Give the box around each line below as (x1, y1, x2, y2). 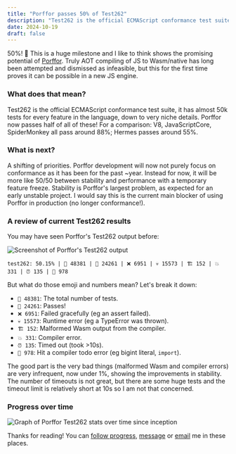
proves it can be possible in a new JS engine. (7, 72, 138, 80)
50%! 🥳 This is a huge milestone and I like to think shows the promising (7, 49, 213, 58)
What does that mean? (7, 89, 86, 99)
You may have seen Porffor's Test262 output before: (7, 232, 159, 241)
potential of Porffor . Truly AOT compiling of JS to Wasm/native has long (7, 57, 214, 65)
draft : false (7, 30, 46, 37)
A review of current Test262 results (7, 216, 131, 226)
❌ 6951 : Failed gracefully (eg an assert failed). (17, 309, 151, 317)
